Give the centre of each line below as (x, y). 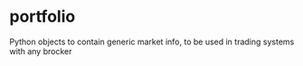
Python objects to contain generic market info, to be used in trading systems (152, 42)
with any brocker (41, 51)
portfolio (43, 17)
